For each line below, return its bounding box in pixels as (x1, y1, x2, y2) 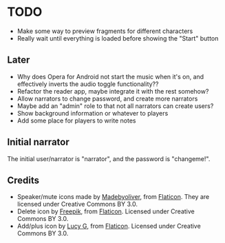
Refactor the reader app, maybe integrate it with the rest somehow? (17, 87, 209, 95)
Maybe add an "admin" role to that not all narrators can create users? (17, 101, 214, 110)
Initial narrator (7, 136, 70, 148)
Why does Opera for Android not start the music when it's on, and (17, 72, 204, 81)
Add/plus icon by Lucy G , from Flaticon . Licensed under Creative (17, 222, 201, 231)
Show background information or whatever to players (17, 109, 169, 117)
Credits (7, 174, 40, 186)
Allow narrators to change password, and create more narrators (17, 94, 198, 103)
